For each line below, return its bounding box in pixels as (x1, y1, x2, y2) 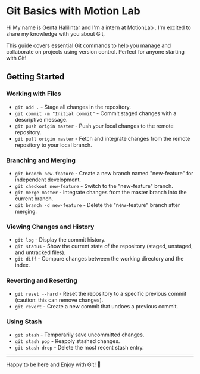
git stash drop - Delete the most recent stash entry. (14, 344, 144, 351)
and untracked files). (14, 249, 66, 256)
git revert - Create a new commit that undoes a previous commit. (14, 302, 179, 310)
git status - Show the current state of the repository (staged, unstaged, (14, 243, 193, 250)
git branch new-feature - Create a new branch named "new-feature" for (14, 169, 193, 177)
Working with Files (6, 89, 61, 98)
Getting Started (6, 72, 65, 82)
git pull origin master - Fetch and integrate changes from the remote (14, 135, 190, 142)
